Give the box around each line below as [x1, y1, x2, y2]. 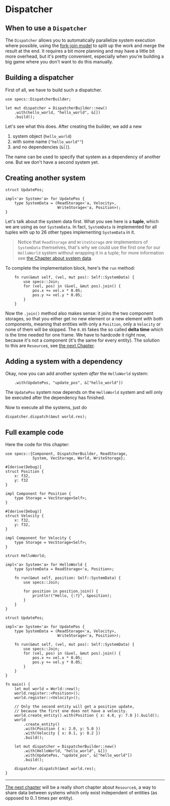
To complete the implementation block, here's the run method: [5, 265, 135, 271]
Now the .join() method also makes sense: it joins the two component [5, 310, 153, 316]
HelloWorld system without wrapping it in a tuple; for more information [17, 249, 164, 255]
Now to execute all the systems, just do [5, 405, 87, 411]
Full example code [5, 428, 64, 436]
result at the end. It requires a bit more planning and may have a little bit [5, 48, 155, 54]
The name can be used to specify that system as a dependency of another [5, 154, 161, 160]
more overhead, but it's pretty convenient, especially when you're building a [5, 53, 164, 59]
